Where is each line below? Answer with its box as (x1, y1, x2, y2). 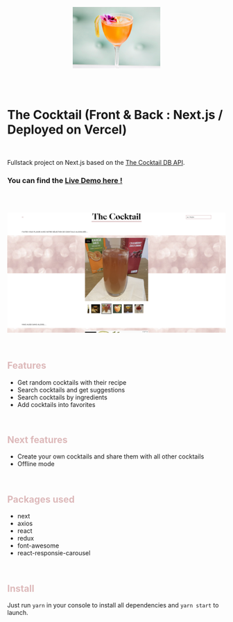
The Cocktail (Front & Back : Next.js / (7, 107, 223, 123)
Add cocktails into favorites (17, 400, 96, 408)
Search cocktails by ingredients (17, 393, 107, 401)
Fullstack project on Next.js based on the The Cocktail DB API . (7, 158, 185, 166)
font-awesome (17, 541, 60, 550)
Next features (7, 434, 68, 446)
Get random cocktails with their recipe (17, 378, 127, 386)
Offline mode (17, 460, 55, 468)
